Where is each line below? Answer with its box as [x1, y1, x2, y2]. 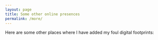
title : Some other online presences [5, 12, 80, 17]
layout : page [5, 7, 32, 12]
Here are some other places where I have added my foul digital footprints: [5, 30, 154, 36]
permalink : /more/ [5, 16, 43, 21]
